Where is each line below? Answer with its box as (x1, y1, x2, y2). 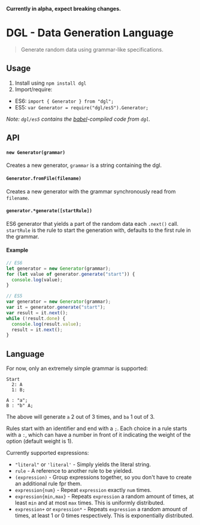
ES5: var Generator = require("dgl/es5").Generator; (14, 103, 149, 111)
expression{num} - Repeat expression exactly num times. (14, 487, 151, 494)
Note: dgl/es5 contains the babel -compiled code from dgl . (6, 115, 151, 123)
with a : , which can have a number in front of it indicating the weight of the (6, 431, 191, 439)
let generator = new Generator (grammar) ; (6, 266, 111, 272)
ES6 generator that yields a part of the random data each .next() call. (6, 220, 178, 227)
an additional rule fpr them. (14, 480, 82, 487)
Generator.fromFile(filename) (6, 175, 82, 181)
